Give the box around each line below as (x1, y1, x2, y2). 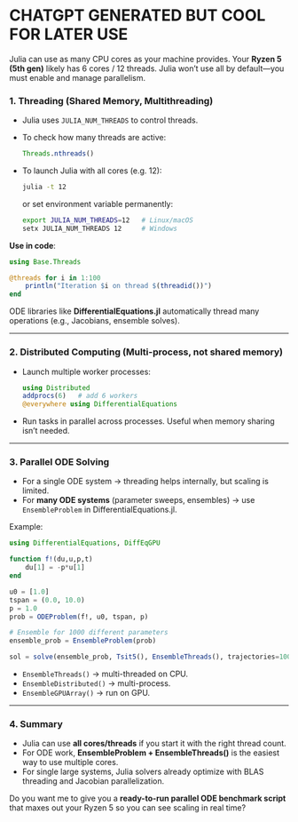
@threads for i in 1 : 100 (9, 273, 101, 283)
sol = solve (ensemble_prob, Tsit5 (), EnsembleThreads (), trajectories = (9, 652, 279, 662)
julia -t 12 (21, 183, 67, 192)
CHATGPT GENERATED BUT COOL (9, 5, 266, 26)
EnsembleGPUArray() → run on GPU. (21, 688, 151, 698)
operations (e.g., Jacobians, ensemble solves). (9, 315, 180, 326)
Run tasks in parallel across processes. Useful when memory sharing (21, 416, 275, 427)
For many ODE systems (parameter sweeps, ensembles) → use (21, 495, 255, 506)
